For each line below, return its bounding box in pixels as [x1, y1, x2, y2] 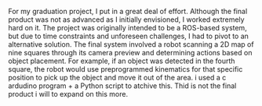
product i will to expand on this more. [8, 90, 128, 98]
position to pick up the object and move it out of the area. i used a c [8, 73, 227, 82]
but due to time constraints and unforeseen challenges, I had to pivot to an [8, 31, 249, 41]
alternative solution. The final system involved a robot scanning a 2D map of [8, 40, 254, 49]
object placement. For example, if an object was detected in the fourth [8, 56, 235, 65]
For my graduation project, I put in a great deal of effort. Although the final [8, 7, 248, 16]
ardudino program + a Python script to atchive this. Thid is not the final [8, 81, 237, 90]
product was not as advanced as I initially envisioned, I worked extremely [8, 15, 245, 24]
